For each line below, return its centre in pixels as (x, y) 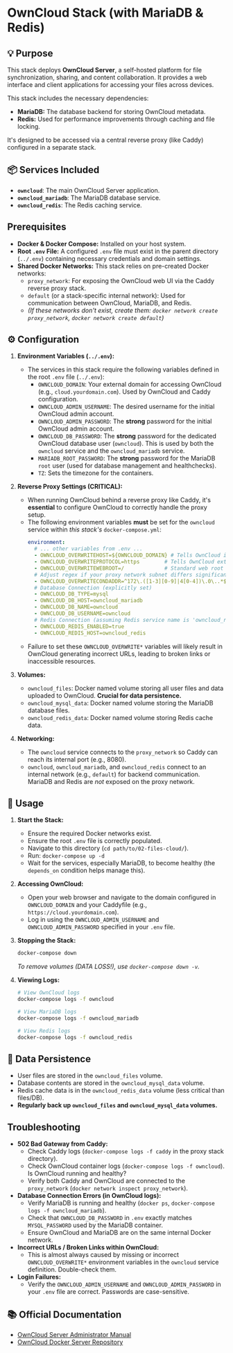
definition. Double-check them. (72, 1270)
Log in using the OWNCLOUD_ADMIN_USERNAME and (93, 920)
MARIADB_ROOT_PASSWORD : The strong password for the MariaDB (127, 458)
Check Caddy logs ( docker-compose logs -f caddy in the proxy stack (126, 1151)
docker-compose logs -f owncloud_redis (75, 1037)
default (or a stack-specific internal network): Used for (106, 295)
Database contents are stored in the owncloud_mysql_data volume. (111, 1083)
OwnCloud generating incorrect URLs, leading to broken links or (119, 654)
